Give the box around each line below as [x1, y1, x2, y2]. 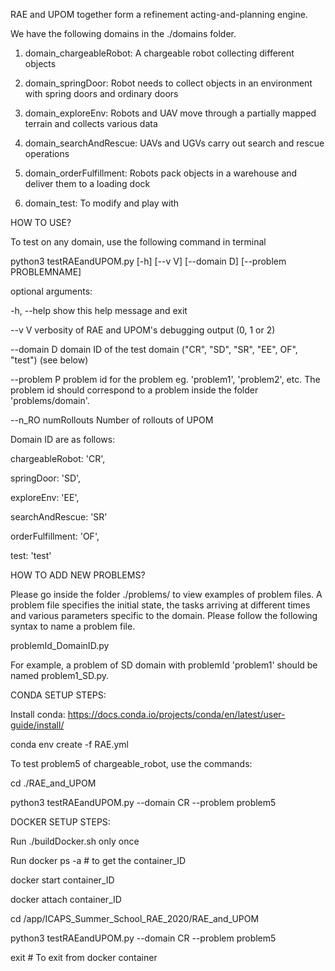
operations [24, 148, 70, 159]
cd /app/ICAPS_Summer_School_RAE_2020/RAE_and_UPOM [10, 913, 260, 924]
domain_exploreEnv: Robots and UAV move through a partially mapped [24, 107, 317, 119]
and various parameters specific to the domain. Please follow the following [10, 610, 318, 621]
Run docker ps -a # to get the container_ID [10, 855, 187, 866]
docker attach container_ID [10, 894, 122, 905]
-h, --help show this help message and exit [10, 305, 188, 316]
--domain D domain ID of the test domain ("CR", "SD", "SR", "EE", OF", [10, 344, 298, 355]
